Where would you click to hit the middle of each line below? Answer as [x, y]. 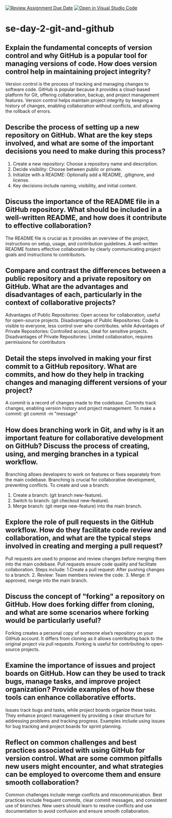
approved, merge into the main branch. [47, 580]
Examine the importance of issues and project [80, 665]
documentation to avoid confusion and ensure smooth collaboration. [78, 811]
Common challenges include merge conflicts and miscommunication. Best [84, 795]
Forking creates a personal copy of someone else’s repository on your [79, 633]
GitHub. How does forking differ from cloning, [80, 605]
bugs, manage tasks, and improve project [73, 682]
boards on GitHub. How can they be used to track [85, 674]
